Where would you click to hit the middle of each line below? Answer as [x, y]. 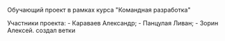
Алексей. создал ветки [41, 30]
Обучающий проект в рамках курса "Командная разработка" [99, 10]
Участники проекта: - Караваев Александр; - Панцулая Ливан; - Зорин [113, 23]
